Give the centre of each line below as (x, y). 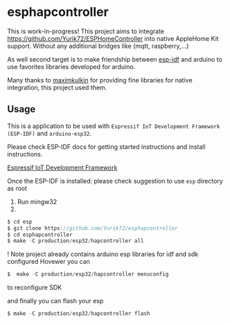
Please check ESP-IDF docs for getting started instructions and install (106, 147)
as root (17, 188)
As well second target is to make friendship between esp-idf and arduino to (115, 59)
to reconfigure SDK (35, 287)
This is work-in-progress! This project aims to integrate (86, 31)
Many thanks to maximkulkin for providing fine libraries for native (100, 80)
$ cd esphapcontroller (40, 235)
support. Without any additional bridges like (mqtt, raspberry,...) (98, 46)
